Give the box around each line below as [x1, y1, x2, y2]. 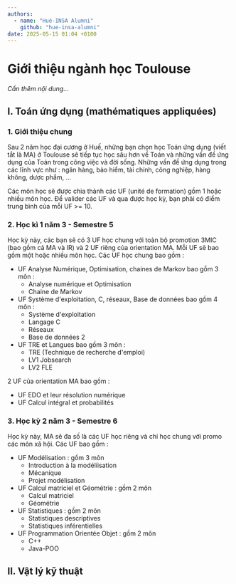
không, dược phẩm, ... [7, 172, 72, 182]
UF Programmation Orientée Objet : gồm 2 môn [17, 529, 156, 538]
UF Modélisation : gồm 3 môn [17, 454, 104, 462]
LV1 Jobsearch [28, 355, 72, 364]
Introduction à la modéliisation [28, 461, 117, 470]
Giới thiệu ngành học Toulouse [7, 61, 191, 77]
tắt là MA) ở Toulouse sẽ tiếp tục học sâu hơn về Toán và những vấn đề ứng [7, 150, 229, 159]
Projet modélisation [28, 476, 85, 485]
